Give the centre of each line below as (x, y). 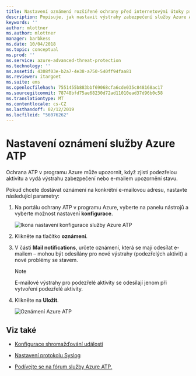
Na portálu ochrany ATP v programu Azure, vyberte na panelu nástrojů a (101, 208)
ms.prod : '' (20, 55)
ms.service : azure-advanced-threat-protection (64, 60)
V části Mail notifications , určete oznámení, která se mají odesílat (94, 248)
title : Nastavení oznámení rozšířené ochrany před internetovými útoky (95, 11)
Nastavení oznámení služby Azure (91, 144)
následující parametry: (33, 196)
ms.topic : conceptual (32, 50)
